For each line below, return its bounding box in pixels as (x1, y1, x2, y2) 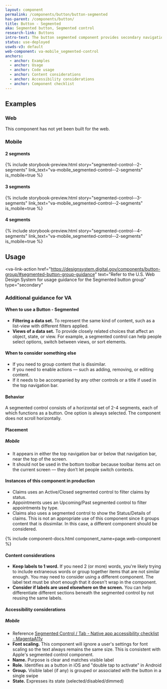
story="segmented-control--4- (78, 227, 142, 234)
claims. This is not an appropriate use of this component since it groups (12, 515, 160, 521)
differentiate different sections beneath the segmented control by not (12, 590, 154, 596)
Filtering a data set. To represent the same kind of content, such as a (12, 317, 155, 323)
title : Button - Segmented (5, 21, 61, 26)
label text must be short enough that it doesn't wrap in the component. (12, 579, 158, 585)
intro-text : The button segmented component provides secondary (5, 35, 141, 40)
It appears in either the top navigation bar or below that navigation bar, (12, 451, 157, 457)
